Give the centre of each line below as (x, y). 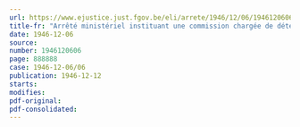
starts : (24, 84)
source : (24, 42)
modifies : (28, 92)
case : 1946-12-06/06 (48, 68)
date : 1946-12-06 (42, 34)
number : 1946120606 (46, 51)
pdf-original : (36, 101)
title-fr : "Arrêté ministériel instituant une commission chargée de (142, 26)
